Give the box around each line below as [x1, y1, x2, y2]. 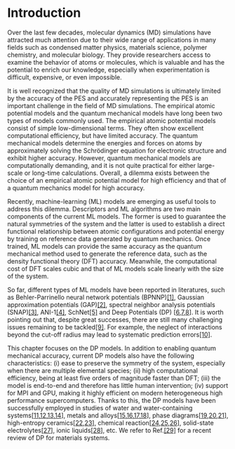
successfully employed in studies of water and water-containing [7, 403, 193, 412]
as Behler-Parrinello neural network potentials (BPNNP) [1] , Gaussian [7, 293, 205, 301]
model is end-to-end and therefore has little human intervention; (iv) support [7, 381, 229, 389]
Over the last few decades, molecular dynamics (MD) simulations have [7, 28, 212, 37]
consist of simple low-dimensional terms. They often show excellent [7, 124, 204, 132]
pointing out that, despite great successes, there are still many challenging [7, 315, 223, 324]
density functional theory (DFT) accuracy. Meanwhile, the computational [7, 256, 217, 265]
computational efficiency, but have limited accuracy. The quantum [7, 131, 199, 140]
